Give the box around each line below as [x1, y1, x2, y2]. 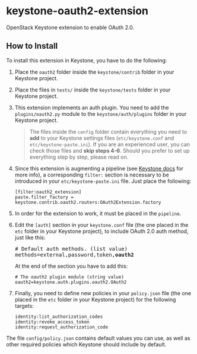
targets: [14, 302, 34, 309]
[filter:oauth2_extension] [14, 189, 82, 195]
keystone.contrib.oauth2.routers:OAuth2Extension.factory [14, 199, 161, 206]
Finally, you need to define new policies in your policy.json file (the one [14, 289, 192, 296]
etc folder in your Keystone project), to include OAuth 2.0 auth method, [14, 227, 189, 235]
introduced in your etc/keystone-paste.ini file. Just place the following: [14, 177, 192, 185]
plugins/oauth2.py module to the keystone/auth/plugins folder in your [14, 110, 187, 117]
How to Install [6, 41, 58, 51]
